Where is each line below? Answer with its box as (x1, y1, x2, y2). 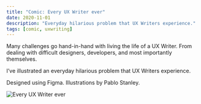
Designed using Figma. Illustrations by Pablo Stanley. (6, 79, 140, 86)
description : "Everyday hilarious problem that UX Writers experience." (6, 20, 196, 26)
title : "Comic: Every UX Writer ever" (6, 9, 105, 15)
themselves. (6, 55, 37, 63)
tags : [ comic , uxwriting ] (6, 26, 72, 32)
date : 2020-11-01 (6, 15, 51, 21)
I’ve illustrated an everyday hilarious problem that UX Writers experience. (6, 68, 191, 75)
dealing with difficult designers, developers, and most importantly (6, 49, 173, 57)
